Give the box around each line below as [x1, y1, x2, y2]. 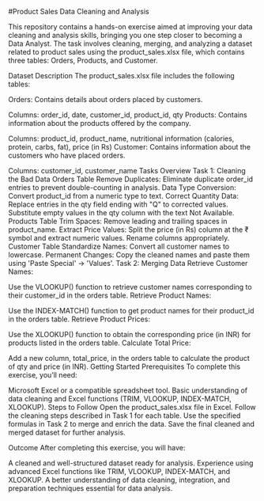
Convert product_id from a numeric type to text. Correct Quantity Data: [8, 192, 239, 200]
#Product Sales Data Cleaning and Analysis [8, 7, 149, 16]
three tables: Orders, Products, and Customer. [8, 55, 158, 65]
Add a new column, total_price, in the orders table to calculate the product [8, 354, 251, 362]
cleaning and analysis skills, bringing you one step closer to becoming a [8, 31, 243, 40]
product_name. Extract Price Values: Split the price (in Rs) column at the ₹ [8, 225, 249, 234]
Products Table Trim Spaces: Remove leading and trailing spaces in [8, 217, 228, 226]
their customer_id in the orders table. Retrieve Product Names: [8, 290, 212, 300]
